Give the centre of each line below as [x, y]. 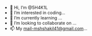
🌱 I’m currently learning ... [36, 18]
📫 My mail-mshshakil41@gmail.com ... [48, 28]
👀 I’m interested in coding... [37, 13]
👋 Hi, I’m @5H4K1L [29, 8]
